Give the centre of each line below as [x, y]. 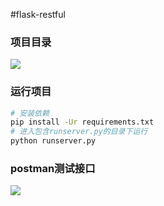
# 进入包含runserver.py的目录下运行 [79, 132]
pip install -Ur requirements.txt [82, 122]
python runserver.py [53, 141]
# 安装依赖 [30, 113]
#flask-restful [38, 14]
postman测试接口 [53, 169]
